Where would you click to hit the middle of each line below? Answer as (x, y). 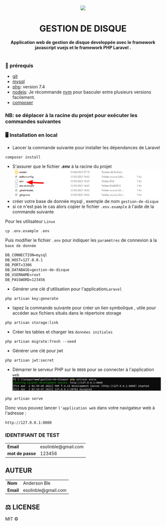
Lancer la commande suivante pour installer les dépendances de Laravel (86, 148)
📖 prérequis (19, 65)
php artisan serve (24, 399)
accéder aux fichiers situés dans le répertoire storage (67, 313)
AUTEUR (19, 470)
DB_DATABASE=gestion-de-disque (37, 270)
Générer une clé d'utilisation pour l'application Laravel (67, 289)
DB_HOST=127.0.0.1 (24, 260)
